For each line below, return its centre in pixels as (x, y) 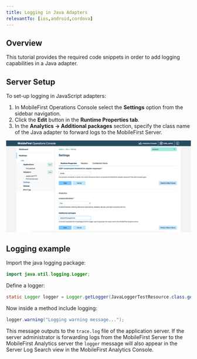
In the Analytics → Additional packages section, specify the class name (102, 126)
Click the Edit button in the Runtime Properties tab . (77, 120)
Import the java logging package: (46, 263)
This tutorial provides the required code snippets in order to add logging (93, 57)
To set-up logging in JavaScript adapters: (56, 96)
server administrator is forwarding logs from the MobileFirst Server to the (94, 337)
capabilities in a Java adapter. (42, 63)
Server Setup (31, 82)
